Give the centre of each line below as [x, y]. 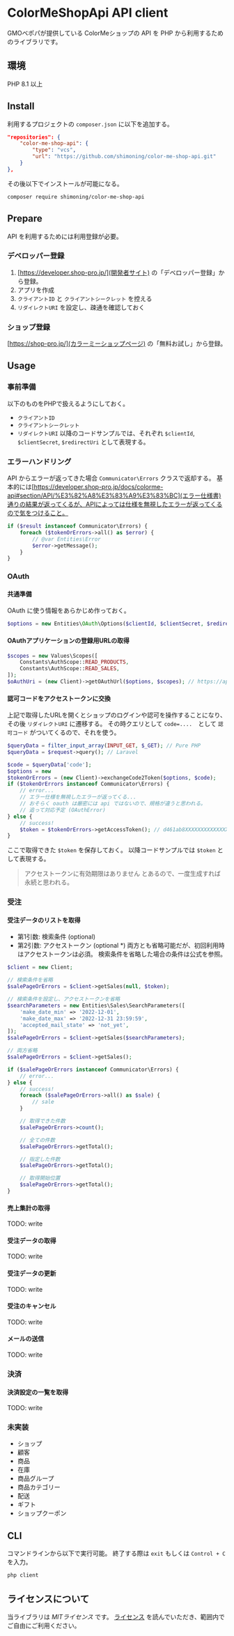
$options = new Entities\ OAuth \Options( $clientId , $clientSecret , [106, 624]
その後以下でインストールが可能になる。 [65, 183]
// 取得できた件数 [43, 1121]
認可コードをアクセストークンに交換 [59, 698]
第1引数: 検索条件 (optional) [56, 937]
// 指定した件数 [40, 1159]
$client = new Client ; [40, 967]
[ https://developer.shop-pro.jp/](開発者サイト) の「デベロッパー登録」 [118, 272]
